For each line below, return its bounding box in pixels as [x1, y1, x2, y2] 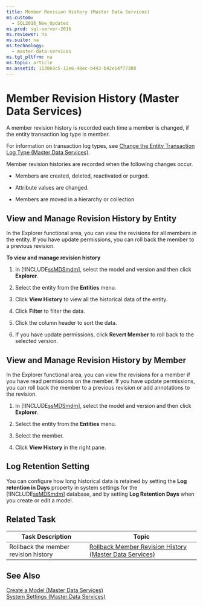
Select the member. [14, 431, 64, 439]
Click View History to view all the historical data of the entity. [14, 296, 168, 303]
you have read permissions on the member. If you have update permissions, [6, 377, 195, 385]
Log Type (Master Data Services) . [6, 149, 91, 156]
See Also [6, 570, 40, 581]
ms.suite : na [6, 37, 39, 43]
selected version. [14, 338, 59, 345]
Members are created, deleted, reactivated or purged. [14, 172, 149, 179]
